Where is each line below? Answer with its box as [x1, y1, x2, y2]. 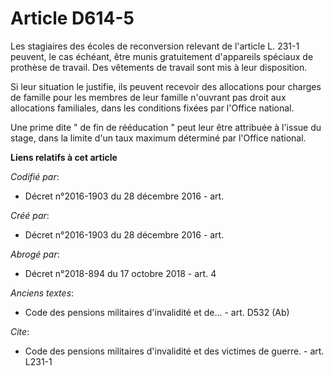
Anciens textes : [10, 287, 75, 299]
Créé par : [10, 209, 50, 221]
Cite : [10, 325, 30, 337]
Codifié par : [10, 170, 60, 182]
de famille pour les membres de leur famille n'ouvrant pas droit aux [10, 91, 287, 103]
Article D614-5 [10, 7, 135, 30]
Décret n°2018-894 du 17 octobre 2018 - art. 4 [24, 267, 217, 279]
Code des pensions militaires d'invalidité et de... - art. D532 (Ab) [24, 306, 290, 318]
